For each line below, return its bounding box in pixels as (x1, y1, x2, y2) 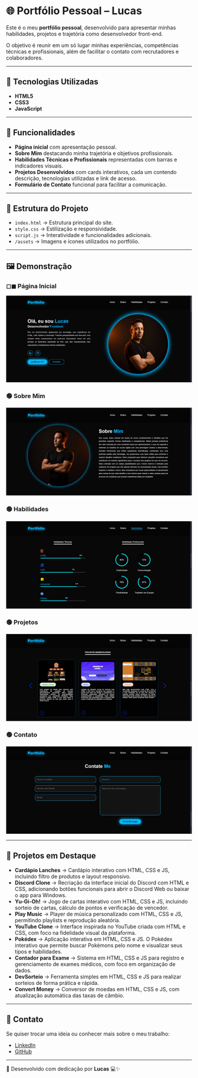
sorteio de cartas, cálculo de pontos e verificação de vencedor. (14, 904, 169, 911)
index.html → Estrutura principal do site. (14, 219, 113, 226)
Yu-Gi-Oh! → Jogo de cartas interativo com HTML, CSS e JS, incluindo (14, 898, 188, 905)
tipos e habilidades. (14, 948, 62, 955)
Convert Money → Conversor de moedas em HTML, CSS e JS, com (14, 985, 180, 992)
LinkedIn (14, 1041, 36, 1049)
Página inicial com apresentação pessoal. (14, 143, 117, 150)
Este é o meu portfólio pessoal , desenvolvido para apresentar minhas (6, 24, 176, 31)
